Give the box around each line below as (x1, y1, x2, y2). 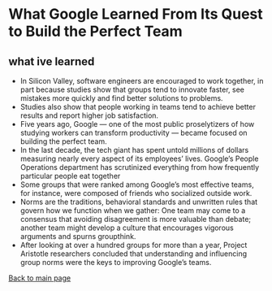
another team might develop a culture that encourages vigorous (19, 223, 234, 232)
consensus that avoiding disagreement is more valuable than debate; (19, 215, 252, 224)
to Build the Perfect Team (8, 22, 183, 41)
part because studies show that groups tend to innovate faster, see (19, 85, 245, 94)
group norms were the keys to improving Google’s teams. (19, 258, 212, 267)
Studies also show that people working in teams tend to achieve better (19, 102, 256, 111)
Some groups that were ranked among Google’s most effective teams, (19, 180, 254, 189)
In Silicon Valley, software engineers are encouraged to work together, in (19, 76, 264, 85)
